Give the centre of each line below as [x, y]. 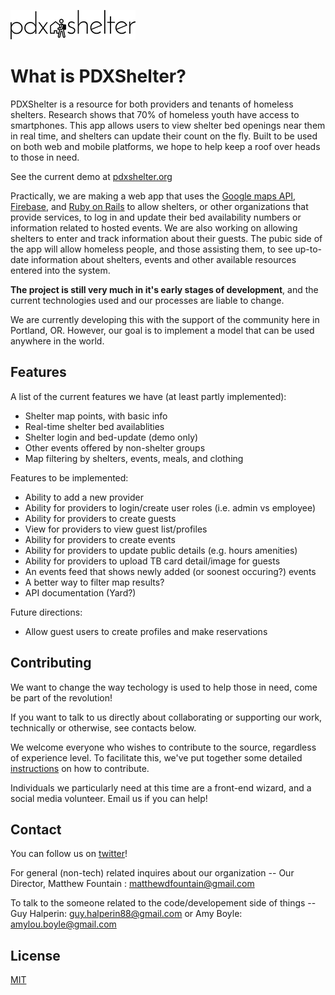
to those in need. [45, 157]
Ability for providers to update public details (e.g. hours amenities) [161, 550]
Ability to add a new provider [84, 497]
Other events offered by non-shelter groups [115, 447]
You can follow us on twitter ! [69, 854]
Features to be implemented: [69, 477]
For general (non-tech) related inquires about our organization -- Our [152, 873]
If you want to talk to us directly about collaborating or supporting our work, [166, 717]
